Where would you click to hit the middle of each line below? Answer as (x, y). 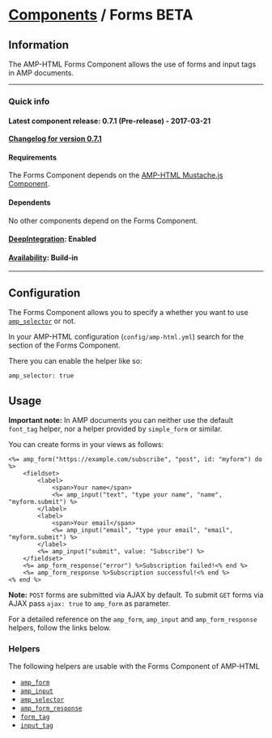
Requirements (33, 157)
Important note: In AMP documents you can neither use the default (121, 420)
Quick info (29, 101)
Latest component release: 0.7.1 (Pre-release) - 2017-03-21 (110, 121)
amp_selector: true (41, 376)
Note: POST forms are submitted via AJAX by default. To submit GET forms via (136, 595)
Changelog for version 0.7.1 (55, 139)
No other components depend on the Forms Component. (103, 220)
